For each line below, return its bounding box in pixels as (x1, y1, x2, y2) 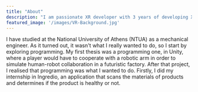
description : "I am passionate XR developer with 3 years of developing (6, 14, 189, 20)
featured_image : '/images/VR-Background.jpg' (6, 19, 120, 25)
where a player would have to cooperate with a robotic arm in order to (6, 54, 176, 62)
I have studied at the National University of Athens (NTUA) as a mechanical (6, 36, 189, 43)
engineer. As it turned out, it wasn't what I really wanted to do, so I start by (6, 42, 187, 49)
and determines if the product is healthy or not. (6, 80, 121, 87)
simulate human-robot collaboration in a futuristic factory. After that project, (6, 61, 190, 68)
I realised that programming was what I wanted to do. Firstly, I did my (6, 67, 174, 74)
